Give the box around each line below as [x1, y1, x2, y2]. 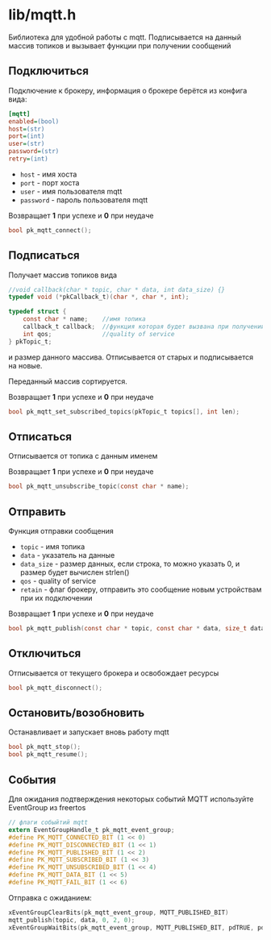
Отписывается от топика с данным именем [8, 451, 158, 461]
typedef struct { [8, 308, 67, 316]
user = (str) [8, 139, 45, 148]
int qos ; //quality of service [23, 330, 175, 338]
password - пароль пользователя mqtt [19, 195, 148, 205]
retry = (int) [8, 155, 48, 163]
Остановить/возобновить [8, 706, 145, 720]
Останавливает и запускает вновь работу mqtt [8, 727, 169, 737]
